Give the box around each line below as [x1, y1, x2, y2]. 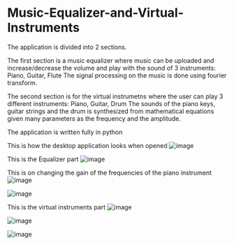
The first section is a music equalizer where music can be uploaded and [7, 56, 214, 64]
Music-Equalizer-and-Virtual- [7, 5, 184, 21]
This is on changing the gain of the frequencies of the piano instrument [7, 168, 212, 177]
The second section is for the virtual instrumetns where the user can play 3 [7, 92, 224, 101]
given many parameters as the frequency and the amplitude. [7, 114, 182, 123]
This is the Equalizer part [7, 155, 79, 163]
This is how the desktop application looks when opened [7, 141, 168, 149]
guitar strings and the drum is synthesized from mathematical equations [7, 107, 214, 115]
